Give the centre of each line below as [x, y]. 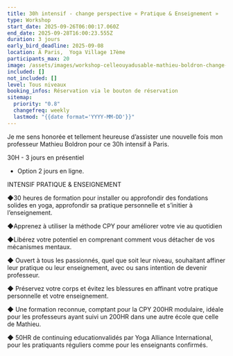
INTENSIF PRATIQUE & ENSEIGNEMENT [64, 184]
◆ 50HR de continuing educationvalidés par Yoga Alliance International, [110, 337]
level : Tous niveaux [37, 85]
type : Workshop [29, 20]
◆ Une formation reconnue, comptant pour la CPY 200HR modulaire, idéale [115, 309]
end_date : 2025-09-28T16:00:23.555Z [60, 33]
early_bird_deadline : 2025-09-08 [55, 46]
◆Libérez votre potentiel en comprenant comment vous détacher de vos [111, 239]
